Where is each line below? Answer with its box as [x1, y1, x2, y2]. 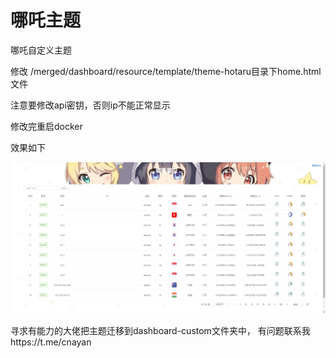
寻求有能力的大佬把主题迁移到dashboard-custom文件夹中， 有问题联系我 [10, 324, 311, 336]
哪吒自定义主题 [10, 44, 72, 56]
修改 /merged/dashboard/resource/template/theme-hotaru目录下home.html [10, 65, 322, 77]
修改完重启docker [10, 120, 83, 132]
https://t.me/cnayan [10, 336, 92, 348]
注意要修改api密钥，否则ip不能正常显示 [10, 99, 171, 111]
